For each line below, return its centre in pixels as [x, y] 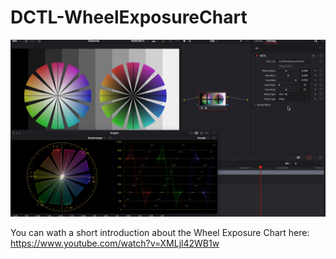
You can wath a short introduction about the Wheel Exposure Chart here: [160, 233]
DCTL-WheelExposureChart [129, 17]
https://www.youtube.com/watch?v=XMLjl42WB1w [115, 243]
